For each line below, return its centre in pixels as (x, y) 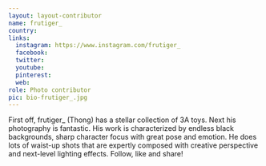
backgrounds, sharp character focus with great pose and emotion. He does (133, 137)
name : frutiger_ (35, 23)
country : (23, 30)
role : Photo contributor (50, 90)
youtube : (30, 68)
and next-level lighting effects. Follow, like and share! (96, 154)
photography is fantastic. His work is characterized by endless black (121, 128)
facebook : (32, 53)
